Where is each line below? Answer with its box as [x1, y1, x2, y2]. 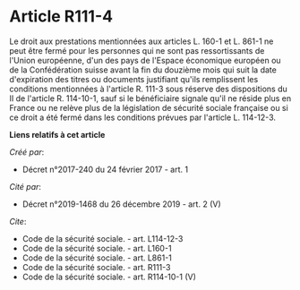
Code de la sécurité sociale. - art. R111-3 [21, 261, 171, 272]
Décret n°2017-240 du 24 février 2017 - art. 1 [21, 164, 189, 175]
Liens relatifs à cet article [9, 129, 106, 140]
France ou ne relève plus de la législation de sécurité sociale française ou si [9, 102, 288, 113]
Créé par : [9, 146, 45, 158]
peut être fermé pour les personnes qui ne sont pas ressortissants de [9, 45, 265, 55]
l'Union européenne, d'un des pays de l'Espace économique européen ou [9, 55, 281, 65]
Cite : [9, 216, 27, 226]
